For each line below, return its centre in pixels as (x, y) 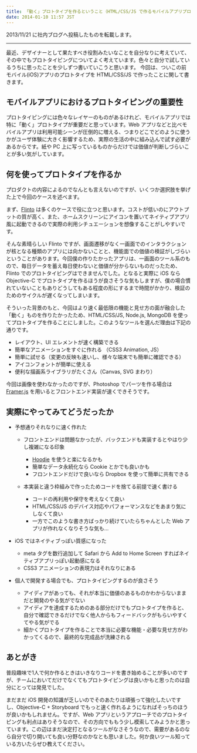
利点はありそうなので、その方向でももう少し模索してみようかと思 (106, 722)
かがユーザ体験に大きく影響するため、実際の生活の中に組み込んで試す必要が (98, 139)
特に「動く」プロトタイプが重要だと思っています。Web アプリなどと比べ (94, 125)
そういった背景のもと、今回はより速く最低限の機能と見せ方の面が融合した (96, 308)
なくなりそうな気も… (83, 528)
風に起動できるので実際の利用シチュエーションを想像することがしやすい (93, 224)
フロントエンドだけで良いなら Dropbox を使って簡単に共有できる (111, 474)
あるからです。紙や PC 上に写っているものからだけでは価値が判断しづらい (95, 147)
